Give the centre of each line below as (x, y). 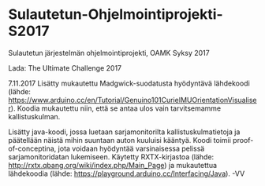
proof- (243, 140)
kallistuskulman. (34, 116)
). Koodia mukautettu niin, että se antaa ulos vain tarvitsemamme (116, 108)
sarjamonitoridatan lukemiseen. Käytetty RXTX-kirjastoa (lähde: (111, 157)
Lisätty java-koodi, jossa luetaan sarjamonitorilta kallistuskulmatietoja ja (124, 132)
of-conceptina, (32, 148)
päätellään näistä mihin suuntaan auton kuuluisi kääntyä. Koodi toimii (119, 140)
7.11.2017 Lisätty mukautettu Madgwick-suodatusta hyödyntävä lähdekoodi (129, 83)
